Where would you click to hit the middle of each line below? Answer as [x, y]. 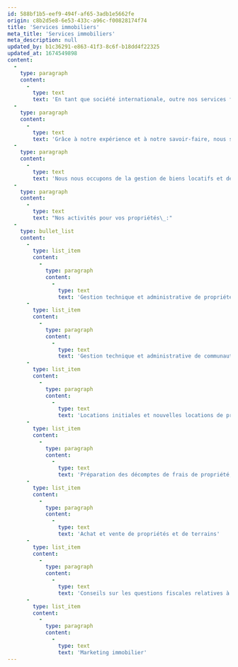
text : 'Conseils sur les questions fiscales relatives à [144, 593]
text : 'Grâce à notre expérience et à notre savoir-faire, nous [130, 139]
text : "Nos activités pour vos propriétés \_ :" [103, 218]
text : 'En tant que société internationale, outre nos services [130, 100]
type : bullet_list [47, 231]
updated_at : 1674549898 [42, 54]
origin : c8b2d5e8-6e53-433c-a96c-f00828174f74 [77, 21]
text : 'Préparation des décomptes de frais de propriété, [145, 475]
